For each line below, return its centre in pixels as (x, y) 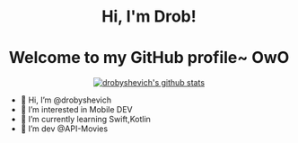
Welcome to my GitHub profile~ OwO (149, 58)
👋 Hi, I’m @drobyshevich (66, 100)
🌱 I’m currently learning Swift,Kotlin (85, 120)
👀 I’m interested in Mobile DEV (76, 110)
